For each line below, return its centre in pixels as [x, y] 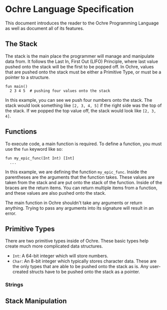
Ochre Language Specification [70, 9]
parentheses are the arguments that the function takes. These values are [80, 177]
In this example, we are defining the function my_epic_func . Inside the [76, 172]
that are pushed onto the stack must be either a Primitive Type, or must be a [83, 72]
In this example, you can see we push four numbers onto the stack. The [79, 100]
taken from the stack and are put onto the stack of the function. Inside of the [84, 182]
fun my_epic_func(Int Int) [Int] [40, 158]
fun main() [16, 86]
